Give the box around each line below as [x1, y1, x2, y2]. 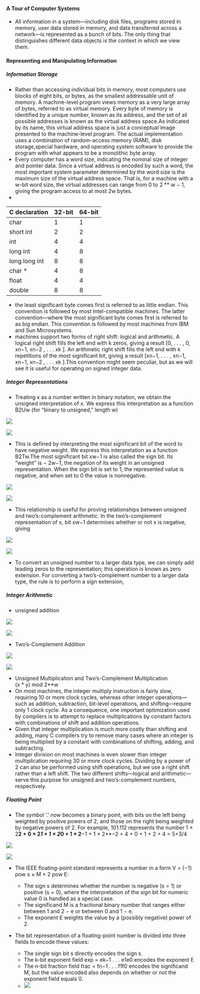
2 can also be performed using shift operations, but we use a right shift [14, 763, 190, 771]
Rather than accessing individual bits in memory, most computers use [14, 85, 186, 93]
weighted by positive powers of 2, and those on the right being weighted [14, 817, 194, 824]
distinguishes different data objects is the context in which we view [14, 37, 180, 44]
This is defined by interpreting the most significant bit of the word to [14, 440, 183, 447]
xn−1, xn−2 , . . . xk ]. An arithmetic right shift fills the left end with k [14, 345, 181, 352]
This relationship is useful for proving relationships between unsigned [14, 505, 187, 513]
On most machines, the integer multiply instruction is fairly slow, [14, 687, 173, 694]
